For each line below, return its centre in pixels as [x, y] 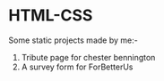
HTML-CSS [51, 16]
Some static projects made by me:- [73, 40]
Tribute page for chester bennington [88, 57]
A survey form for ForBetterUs [77, 67]
